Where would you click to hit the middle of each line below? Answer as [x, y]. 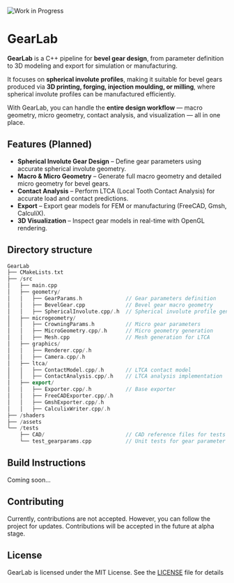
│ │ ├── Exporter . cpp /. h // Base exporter [92, 390]
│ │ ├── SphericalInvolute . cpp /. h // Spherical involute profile [112, 311]
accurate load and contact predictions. [73, 198]
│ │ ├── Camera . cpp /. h [46, 357]
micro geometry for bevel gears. [63, 183]
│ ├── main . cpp [32, 286]
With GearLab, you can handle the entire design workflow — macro [105, 108]
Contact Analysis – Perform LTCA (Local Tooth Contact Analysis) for [116, 191]
